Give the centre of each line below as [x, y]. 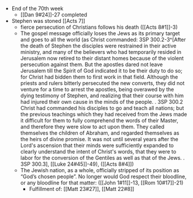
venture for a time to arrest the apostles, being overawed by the [97, 89]
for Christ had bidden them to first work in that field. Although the [99, 77]
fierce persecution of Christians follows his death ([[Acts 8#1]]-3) [99, 27]
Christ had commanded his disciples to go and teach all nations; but [102, 108]
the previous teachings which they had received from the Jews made [104, 114]
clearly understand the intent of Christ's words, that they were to [98, 151]
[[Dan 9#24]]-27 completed [54, 15]
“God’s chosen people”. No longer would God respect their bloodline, [104, 176]
